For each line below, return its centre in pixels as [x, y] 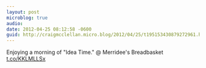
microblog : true [27, 18]
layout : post [23, 12]
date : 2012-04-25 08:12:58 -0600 [49, 29]
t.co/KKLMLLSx [26, 59]
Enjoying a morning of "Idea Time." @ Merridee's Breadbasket [85, 52]
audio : [15, 23]
